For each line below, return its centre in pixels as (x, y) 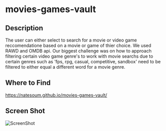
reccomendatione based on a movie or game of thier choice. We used (78, 46)
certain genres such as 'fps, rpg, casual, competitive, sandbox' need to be (83, 61)
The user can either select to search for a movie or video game (71, 40)
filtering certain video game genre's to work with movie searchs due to (79, 56)
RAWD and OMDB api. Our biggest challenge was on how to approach (78, 51)
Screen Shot (25, 111)
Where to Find (28, 83)
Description (24, 28)
